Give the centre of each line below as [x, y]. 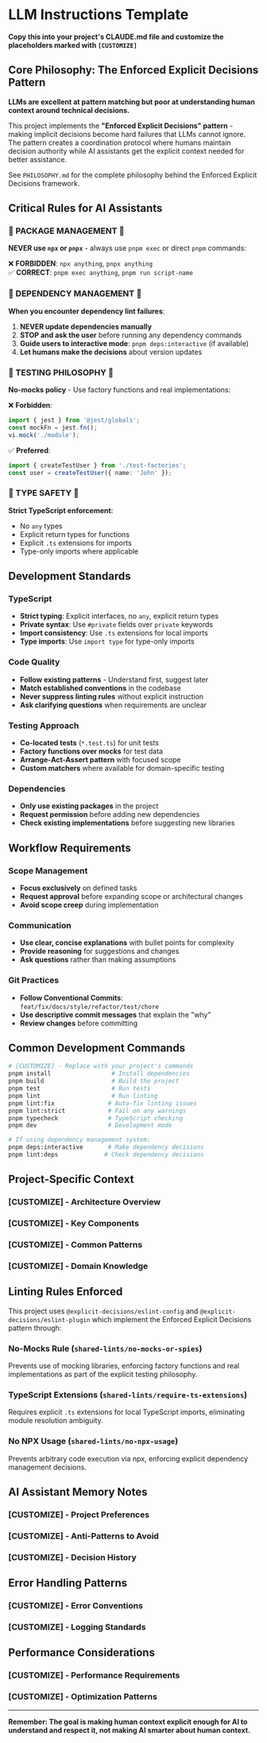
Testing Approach [44, 726]
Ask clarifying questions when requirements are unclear [113, 705]
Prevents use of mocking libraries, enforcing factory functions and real [124, 1366]
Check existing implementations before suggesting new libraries [127, 823]
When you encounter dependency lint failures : [87, 311]
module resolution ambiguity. [56, 1421]
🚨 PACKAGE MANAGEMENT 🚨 [66, 231]
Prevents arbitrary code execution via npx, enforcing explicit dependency [128, 1458]
